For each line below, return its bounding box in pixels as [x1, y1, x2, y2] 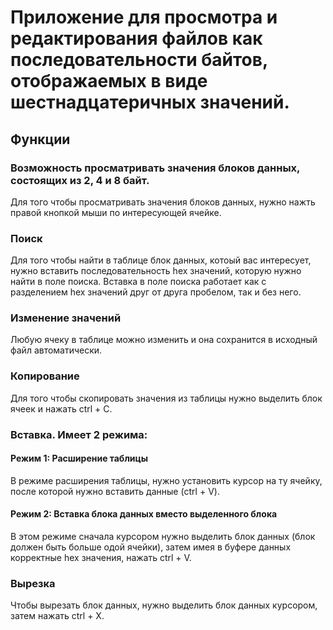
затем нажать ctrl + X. [10, 610, 105, 622]
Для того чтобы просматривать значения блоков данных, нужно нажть [10, 196, 316, 208]
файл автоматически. [10, 344, 103, 356]
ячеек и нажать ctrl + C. [10, 402, 113, 415]
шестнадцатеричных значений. [10, 91, 290, 114]
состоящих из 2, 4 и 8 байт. [10, 173, 150, 187]
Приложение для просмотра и [10, 6, 278, 29]
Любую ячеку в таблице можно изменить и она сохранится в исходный [10, 334, 318, 346]
